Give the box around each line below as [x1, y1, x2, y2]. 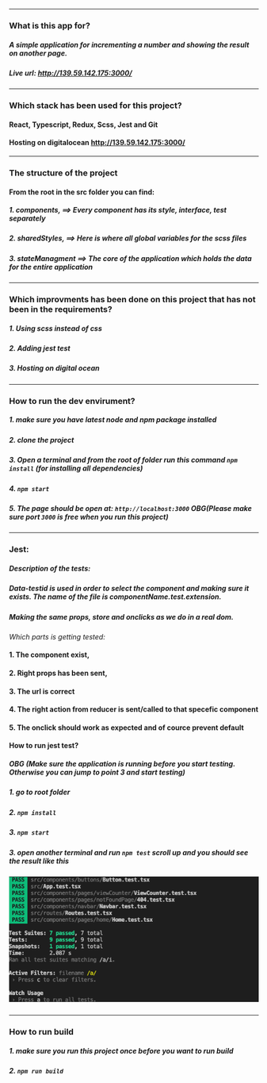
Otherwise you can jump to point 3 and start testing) [9, 767, 185, 778]
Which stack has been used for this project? [9, 100, 182, 111]
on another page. [9, 48, 68, 58]
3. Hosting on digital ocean [9, 363, 100, 373]
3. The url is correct [9, 686, 75, 696]
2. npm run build [9, 1066, 64, 1075]
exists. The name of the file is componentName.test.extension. [9, 592, 222, 601]
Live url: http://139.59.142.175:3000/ [9, 68, 133, 78]
